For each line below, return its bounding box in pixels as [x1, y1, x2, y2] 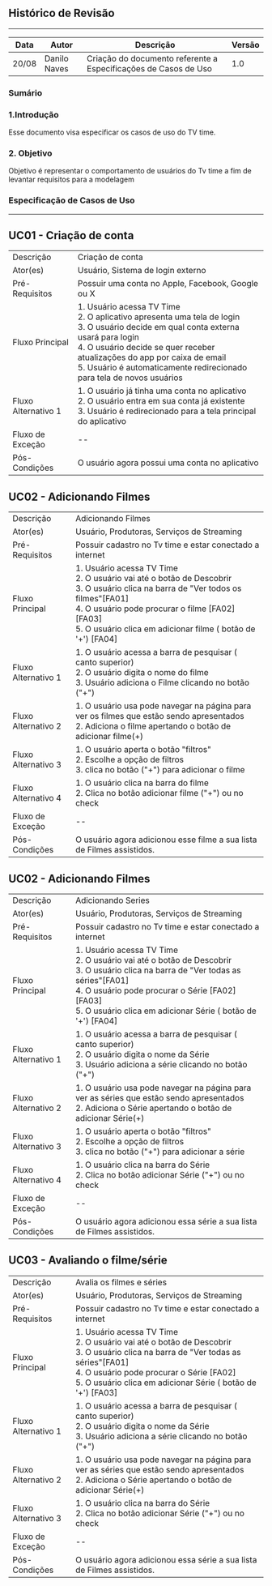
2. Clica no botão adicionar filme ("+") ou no [75, 788, 244, 799]
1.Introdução [8, 109, 59, 120]
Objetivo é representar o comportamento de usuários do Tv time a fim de [8, 166, 253, 176]
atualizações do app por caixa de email [77, 352, 227, 363]
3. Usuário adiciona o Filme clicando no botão [75, 677, 249, 688]
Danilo [44, 53, 69, 64]
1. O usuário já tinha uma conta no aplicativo [77, 385, 247, 396]
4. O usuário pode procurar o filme [75, 603, 206, 614]
